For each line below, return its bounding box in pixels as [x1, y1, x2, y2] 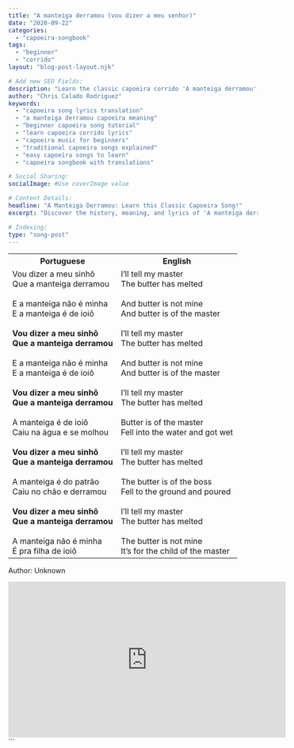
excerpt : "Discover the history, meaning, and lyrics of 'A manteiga [8, 209, 243, 217]
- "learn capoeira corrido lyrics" [15, 129, 133, 137]
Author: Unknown [8, 566, 66, 575]
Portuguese [40, 256, 86, 267]
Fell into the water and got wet [120, 427, 234, 438]
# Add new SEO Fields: [8, 77, 83, 85]
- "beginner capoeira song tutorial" [15, 122, 140, 130]
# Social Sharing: [8, 173, 69, 180]
